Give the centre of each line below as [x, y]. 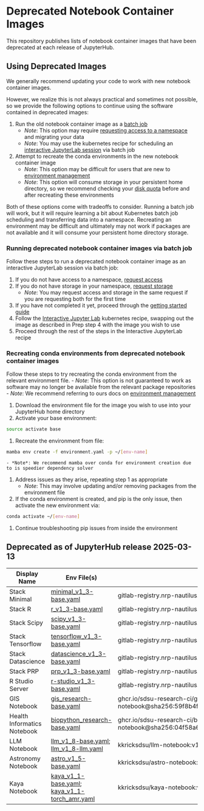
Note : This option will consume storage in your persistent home [104, 182]
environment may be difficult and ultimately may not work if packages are [98, 226]
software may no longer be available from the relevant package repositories [101, 387]
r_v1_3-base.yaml [77, 609]
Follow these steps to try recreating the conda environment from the [92, 374]
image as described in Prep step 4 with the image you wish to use [97, 325]
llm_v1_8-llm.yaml [77, 748]
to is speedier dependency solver [50, 469]
